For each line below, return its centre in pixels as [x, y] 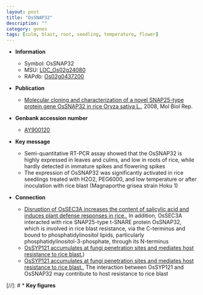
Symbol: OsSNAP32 [49, 64]
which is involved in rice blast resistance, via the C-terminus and [105, 229]
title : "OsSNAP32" [29, 18]
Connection [30, 197]
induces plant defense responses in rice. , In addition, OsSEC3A [103, 215]
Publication [30, 88]
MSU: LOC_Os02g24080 [55, 70]
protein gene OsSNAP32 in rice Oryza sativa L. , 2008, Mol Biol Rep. [108, 106]
